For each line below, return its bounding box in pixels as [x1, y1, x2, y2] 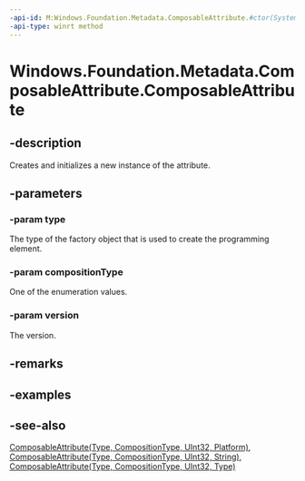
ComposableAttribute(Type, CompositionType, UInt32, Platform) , [9, 442, 251, 453]
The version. [9, 329, 56, 340]
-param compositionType [9, 266, 124, 279]
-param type [9, 212, 66, 225]
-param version [9, 309, 80, 322]
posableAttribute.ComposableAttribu [9, 80, 295, 101]
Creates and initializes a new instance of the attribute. [9, 160, 211, 171]
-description [9, 135, 82, 151]
